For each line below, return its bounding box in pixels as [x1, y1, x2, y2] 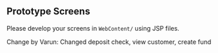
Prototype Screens [6, 6, 90, 17]
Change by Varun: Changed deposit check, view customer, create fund [6, 38, 212, 46]
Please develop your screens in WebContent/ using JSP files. [6, 24, 179, 32]
